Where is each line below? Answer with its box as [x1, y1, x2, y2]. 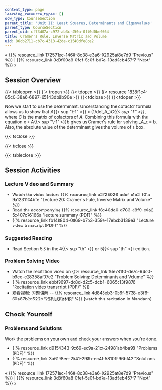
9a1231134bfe [12, 197, 40, 203]
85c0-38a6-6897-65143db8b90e [5, 94, 72, 100]
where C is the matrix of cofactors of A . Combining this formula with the [5, 114, 148, 120]
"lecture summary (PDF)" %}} [43, 212, 102, 218]
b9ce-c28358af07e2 [12, 274, 54, 280]
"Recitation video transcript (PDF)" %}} [12, 284, 90, 290]
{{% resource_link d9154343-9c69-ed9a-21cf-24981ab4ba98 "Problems [12, 345, 158, 351]
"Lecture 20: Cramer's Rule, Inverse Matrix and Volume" [40, 197, 152, 203]
